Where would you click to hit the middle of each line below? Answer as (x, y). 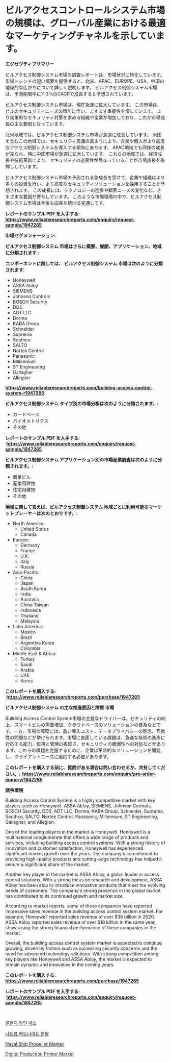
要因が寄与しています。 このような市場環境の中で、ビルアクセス (90, 196)
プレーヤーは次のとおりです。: (46, 513)
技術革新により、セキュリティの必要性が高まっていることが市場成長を (87, 160)
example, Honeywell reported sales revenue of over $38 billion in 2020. (80, 917)
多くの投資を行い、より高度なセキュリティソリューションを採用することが (83, 184)
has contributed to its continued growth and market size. (65, 896)
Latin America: (28, 626)
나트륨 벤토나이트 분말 (27, 1033)
